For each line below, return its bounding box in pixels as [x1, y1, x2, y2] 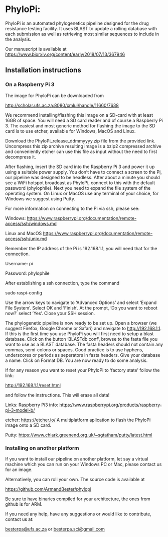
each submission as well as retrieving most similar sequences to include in [5, 31, 159, 37]
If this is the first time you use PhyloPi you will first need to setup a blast [5, 331, 154, 337]
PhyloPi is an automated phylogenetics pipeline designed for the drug [5, 20, 149, 26]
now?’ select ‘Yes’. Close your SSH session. [5, 310, 95, 316]
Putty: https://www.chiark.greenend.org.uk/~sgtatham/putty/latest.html [5, 432, 153, 438]
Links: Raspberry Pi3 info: [5, 402, 59, 408]
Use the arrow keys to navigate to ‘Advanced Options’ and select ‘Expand [5, 299, 157, 305]
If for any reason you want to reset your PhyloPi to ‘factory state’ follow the [5, 367, 160, 373]
